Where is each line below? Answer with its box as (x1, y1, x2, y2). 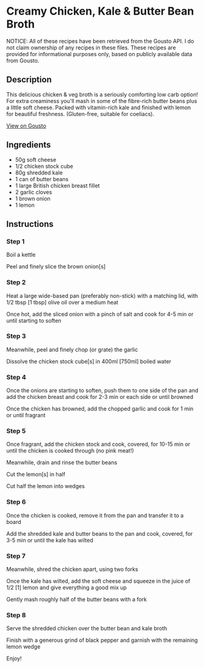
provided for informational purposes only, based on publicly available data (6, 50, 193, 57)
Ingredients (6, 140, 51, 150)
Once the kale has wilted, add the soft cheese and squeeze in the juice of (6, 578, 191, 585)
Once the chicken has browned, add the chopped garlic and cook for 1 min (6, 405, 194, 412)
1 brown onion (15, 195, 51, 202)
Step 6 (6, 498, 26, 506)
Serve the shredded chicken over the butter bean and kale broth (6, 625, 167, 632)
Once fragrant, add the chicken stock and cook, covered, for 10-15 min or (6, 440, 191, 448)
